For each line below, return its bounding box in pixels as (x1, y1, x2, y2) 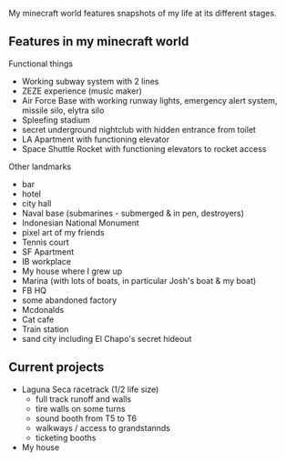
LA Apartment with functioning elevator (21, 134, 170, 145)
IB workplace (21, 256, 72, 266)
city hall (21, 197, 52, 208)
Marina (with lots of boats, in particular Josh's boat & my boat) (21, 275, 257, 286)
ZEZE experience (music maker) (21, 85, 143, 96)
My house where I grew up (21, 266, 123, 276)
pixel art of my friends (21, 226, 106, 237)
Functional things (8, 58, 74, 69)
